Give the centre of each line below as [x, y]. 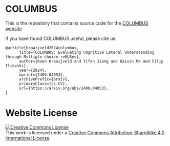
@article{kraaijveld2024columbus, [42, 48]
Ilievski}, [17, 66]
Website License [41, 113]
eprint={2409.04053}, [42, 75]
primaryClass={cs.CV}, [43, 84]
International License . [28, 138]
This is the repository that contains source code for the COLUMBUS [77, 23]
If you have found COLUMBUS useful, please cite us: [61, 38]
